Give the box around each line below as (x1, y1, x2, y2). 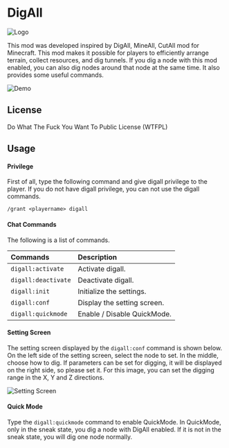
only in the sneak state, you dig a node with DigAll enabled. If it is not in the (7, 425, 221, 433)
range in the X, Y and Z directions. (7, 373, 105, 381)
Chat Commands (7, 220, 57, 228)
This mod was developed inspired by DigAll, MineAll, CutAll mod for (7, 41, 199, 49)
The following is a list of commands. (7, 236, 110, 244)
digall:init (10, 287, 51, 295)
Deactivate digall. (77, 275, 134, 285)
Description (77, 252, 118, 261)
